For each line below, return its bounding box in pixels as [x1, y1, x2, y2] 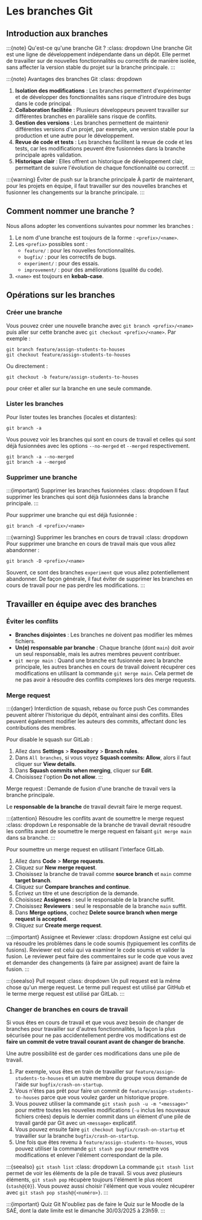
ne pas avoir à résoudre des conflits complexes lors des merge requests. [14, 676, 196, 683]
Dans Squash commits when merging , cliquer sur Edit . [14, 767, 153, 774]
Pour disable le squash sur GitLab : [6, 736, 93, 743]
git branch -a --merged [6, 459, 66, 465]
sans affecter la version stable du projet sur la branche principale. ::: [6, 63, 176, 71]
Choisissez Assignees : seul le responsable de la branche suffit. [14, 896, 175, 903]
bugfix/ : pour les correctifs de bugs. [24, 253, 116, 261]
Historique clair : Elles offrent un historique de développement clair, [14, 158, 185, 164]
